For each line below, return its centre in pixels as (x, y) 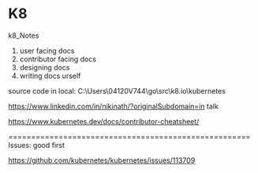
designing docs (45, 67)
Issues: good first (37, 145)
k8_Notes (24, 35)
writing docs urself (50, 75)
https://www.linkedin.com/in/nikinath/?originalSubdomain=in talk (113, 106)
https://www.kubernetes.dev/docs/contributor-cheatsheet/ (104, 121)
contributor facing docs (58, 59)
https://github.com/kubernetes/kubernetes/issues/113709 (102, 160)
